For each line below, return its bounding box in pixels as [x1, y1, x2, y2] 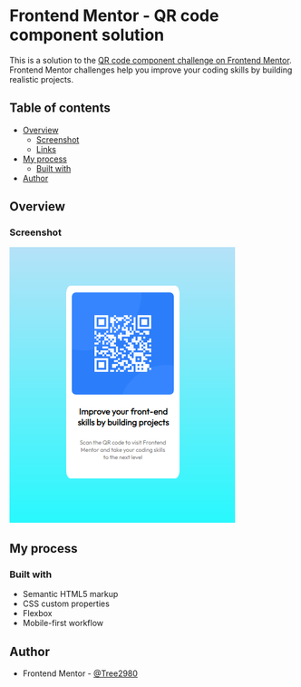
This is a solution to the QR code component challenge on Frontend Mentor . [9, 54, 292, 65]
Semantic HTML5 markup [22, 589, 119, 600]
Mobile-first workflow [22, 618, 104, 629]
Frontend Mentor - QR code [9, 5, 219, 26]
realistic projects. [9, 74, 74, 84]
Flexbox [22, 608, 53, 619]
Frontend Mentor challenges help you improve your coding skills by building [9, 64, 293, 75]
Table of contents [9, 101, 111, 116]
